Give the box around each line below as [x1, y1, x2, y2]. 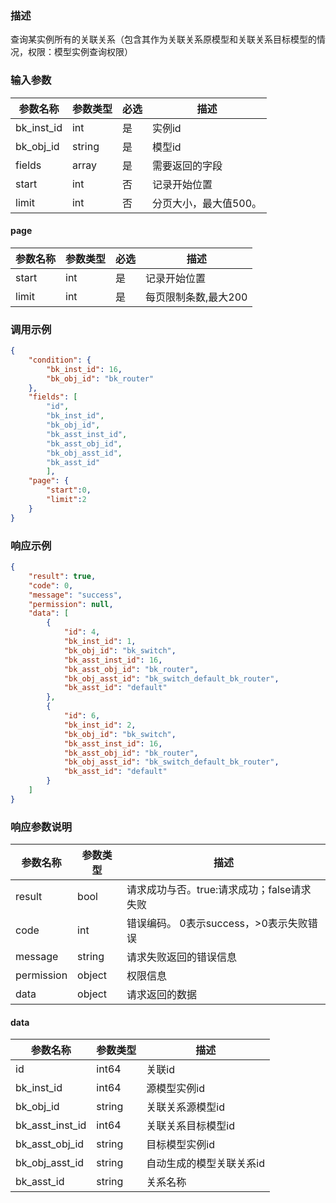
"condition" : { [28, 355, 92, 365]
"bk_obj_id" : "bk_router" [46, 373, 155, 384]
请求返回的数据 [126, 988, 197, 1002]
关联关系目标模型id [146, 1119, 236, 1133]
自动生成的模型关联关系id [146, 1157, 266, 1171]
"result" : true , [28, 571, 97, 581]
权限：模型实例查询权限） [27, 46, 133, 58]
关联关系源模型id [146, 1100, 226, 1114]
